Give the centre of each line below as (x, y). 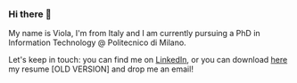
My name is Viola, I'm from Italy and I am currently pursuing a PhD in (134, 34)
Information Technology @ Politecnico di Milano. (97, 42)
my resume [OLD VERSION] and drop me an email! (101, 69)
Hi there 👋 (30, 14)
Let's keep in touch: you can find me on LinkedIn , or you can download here (148, 60)
